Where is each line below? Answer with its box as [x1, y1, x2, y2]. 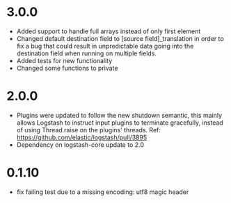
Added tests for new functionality [16, 56, 113, 64]
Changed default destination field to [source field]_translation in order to [16, 34, 224, 42]
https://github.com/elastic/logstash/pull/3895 [16, 133, 148, 141]
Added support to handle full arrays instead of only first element [16, 27, 201, 35]
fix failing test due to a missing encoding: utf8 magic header [16, 188, 189, 196]
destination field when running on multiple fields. [16, 49, 157, 58]
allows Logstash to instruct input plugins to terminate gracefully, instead [16, 118, 223, 127]
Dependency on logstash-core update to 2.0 [16, 140, 144, 149]
